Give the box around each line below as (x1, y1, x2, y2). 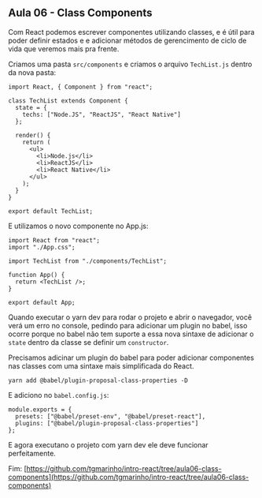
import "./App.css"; (8, 243, 76, 251)
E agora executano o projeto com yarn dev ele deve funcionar (8, 440, 208, 449)
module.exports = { (8, 406, 72, 414)
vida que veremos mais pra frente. (8, 43, 120, 54)
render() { (15, 131, 51, 139)
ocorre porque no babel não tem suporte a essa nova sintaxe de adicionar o (8, 329, 254, 339)
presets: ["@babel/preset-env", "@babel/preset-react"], (15, 412, 206, 421)
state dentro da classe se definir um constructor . (8, 337, 169, 346)
